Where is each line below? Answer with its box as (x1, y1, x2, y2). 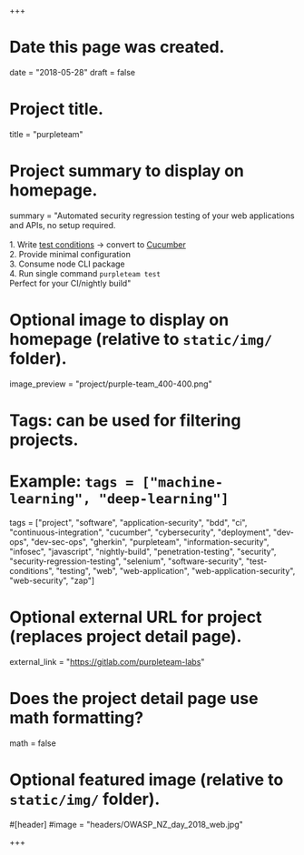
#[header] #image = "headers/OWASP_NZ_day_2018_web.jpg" (9, 819, 243, 830)
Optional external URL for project (9, 607, 262, 628)
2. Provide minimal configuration (9, 248, 132, 259)
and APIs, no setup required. (9, 219, 116, 230)
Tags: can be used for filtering (9, 410, 241, 430)
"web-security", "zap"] (9, 575, 95, 586)
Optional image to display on (9, 310, 230, 330)
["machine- (142, 474, 224, 491)
